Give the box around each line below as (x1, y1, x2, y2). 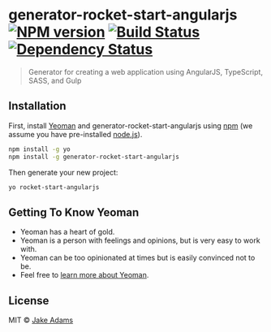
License (8, 294, 49, 308)
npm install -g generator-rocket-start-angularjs (8, 153, 180, 161)
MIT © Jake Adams (8, 315, 74, 325)
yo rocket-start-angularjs (8, 183, 100, 192)
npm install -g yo (8, 144, 71, 153)
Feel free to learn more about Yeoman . (19, 270, 149, 280)
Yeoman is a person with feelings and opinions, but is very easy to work (19, 235, 261, 245)
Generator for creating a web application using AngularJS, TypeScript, (28, 67, 264, 76)
